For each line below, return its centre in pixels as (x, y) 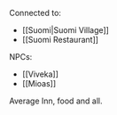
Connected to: (35, 13)
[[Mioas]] (39, 83)
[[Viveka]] (40, 74)
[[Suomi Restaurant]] (60, 40)
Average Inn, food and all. (56, 101)
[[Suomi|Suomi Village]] (65, 30)
